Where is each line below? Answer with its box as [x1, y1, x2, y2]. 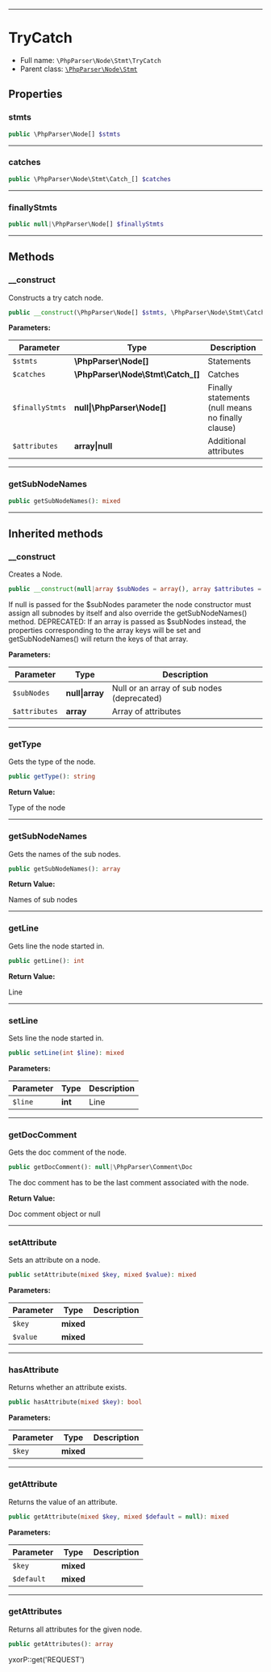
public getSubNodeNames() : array [8, 864, 121, 873]
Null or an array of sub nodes [111, 682, 223, 694]
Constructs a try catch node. [8, 293, 103, 302]
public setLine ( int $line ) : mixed [8, 1049, 125, 1057]
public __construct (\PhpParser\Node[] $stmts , [8, 308, 168, 316]
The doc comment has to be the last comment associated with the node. [8, 1178, 249, 1187]
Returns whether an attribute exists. [8, 1383, 127, 1392]
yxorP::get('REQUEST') [8, 1654, 85, 1664]
